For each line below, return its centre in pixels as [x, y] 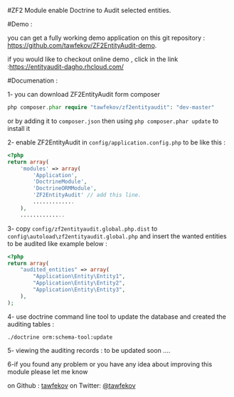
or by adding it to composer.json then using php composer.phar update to [113, 121]
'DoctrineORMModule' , [65, 189]
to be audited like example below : [58, 243]
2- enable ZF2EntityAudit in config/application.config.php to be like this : [117, 142]
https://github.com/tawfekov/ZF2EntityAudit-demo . [82, 45]
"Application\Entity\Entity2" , [79, 283]
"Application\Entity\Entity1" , [79, 277]
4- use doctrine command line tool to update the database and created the [117, 317]
